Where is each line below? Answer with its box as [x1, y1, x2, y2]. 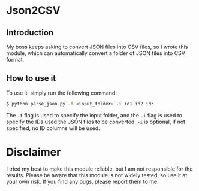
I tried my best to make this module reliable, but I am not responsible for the [6, 165, 193, 172]
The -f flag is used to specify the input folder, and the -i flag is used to [6, 111, 183, 119]
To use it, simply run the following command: [6, 89, 117, 96]
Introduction [6, 28, 54, 38]
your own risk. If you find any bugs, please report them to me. [6, 178, 159, 185]
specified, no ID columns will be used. [6, 124, 100, 132]
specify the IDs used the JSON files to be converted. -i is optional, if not [6, 118, 186, 125]
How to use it [6, 73, 56, 84]
